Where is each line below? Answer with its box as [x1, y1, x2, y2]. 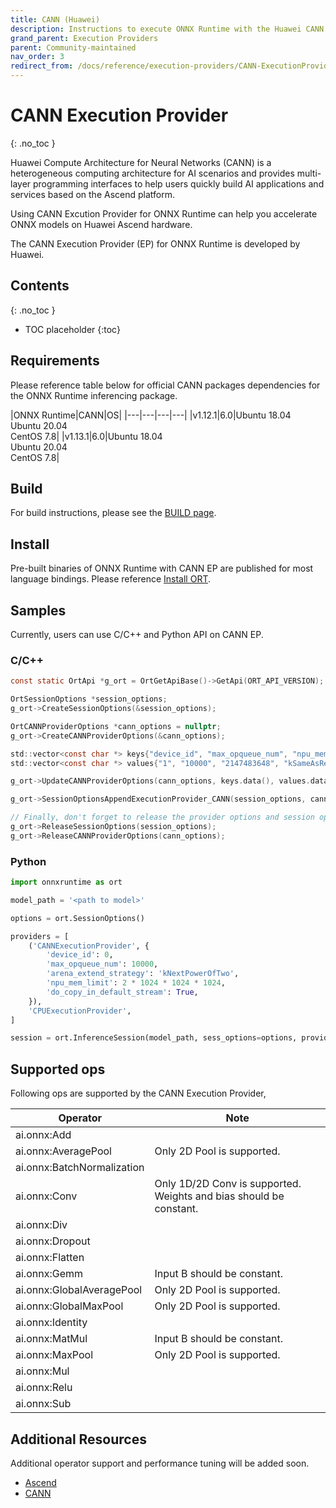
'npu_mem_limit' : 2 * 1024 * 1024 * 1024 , [46, 978, 226, 988]
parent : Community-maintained [10, 42, 137, 53]
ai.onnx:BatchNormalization [15, 1161, 145, 1175]
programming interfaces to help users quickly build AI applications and [33, 177, 325, 190]
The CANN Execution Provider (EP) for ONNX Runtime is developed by [10, 237, 301, 250]
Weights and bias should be [154, 1189, 285, 1203]
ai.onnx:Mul [15, 1364, 70, 1378]
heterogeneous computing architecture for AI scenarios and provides [10, 167, 295, 179]
